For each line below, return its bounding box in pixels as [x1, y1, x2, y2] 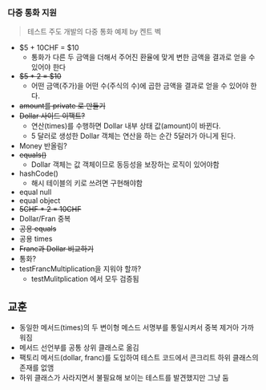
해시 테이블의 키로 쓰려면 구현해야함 [30, 178, 143, 188]
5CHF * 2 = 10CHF [18, 205, 82, 214]
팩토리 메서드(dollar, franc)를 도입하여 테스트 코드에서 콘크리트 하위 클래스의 [18, 353, 259, 363]
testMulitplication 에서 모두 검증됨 [30, 274, 139, 284]
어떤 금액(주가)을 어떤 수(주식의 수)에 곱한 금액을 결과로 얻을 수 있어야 [30, 81, 249, 91]
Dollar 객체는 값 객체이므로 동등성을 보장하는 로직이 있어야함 [30, 160, 220, 169]
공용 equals [18, 224, 57, 234]
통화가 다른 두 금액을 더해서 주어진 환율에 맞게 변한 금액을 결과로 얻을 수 [30, 52, 256, 62]
